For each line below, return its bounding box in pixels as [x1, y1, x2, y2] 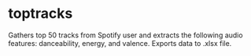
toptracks [8, 5, 73, 23]
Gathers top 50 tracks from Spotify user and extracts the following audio [8, 30, 243, 40]
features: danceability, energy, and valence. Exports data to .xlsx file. [8, 38, 232, 47]
